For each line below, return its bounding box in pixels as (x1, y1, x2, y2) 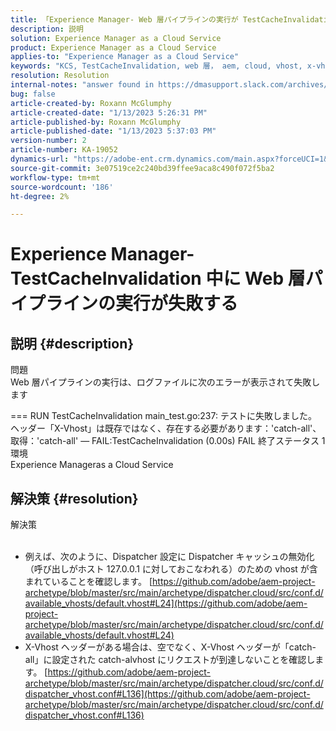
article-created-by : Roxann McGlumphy (10, 98, 172, 108)
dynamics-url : (10, 154, 70, 164)
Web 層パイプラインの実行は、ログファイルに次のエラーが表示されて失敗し (10, 376, 321, 388)
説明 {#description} (10, 335, 135, 352)
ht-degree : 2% (10, 191, 70, 201)
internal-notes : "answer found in (10, 80, 155, 90)
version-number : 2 (10, 136, 87, 146)
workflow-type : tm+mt (10, 172, 101, 183)
